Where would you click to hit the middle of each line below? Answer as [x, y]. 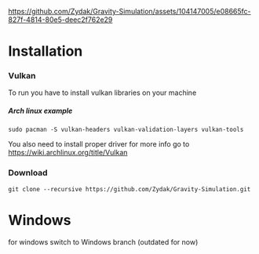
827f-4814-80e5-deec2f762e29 [60, 20]
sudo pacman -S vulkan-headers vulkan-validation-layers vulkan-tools [126, 130]
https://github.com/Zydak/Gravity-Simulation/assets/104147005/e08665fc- [129, 11]
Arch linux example [40, 111]
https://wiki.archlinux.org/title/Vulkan [68, 153]
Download [28, 173]
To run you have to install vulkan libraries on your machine [102, 93]
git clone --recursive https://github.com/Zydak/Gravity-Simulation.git [129, 189]
